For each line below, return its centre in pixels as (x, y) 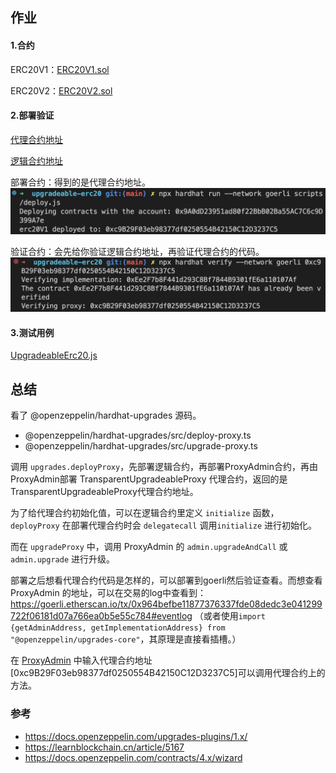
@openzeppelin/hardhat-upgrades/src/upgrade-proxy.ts (141, 446)
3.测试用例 (32, 332)
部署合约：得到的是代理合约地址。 (80, 182)
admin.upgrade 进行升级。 (63, 559)
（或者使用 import (230, 616)
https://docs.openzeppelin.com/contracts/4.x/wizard (133, 757)
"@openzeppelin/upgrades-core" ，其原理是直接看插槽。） (126, 639)
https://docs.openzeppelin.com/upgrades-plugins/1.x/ (136, 736)
